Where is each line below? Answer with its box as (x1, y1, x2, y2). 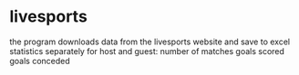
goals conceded (9, 55, 70, 66)
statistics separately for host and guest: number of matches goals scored (9, 45, 285, 56)
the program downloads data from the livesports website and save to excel (9, 36, 290, 47)
